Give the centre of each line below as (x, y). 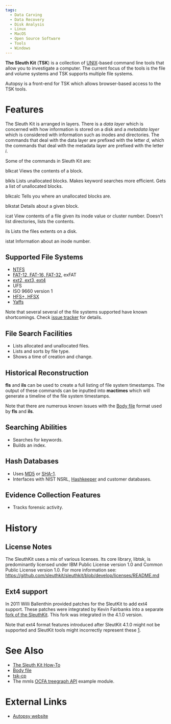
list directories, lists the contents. (40, 221)
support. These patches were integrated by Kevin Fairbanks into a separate (84, 609)
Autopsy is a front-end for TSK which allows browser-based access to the (83, 83)
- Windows (20, 48)
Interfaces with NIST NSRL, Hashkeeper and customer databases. (82, 479)
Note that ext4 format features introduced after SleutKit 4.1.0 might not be (83, 625)
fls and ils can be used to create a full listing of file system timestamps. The (85, 385)
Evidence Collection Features (53, 495)
